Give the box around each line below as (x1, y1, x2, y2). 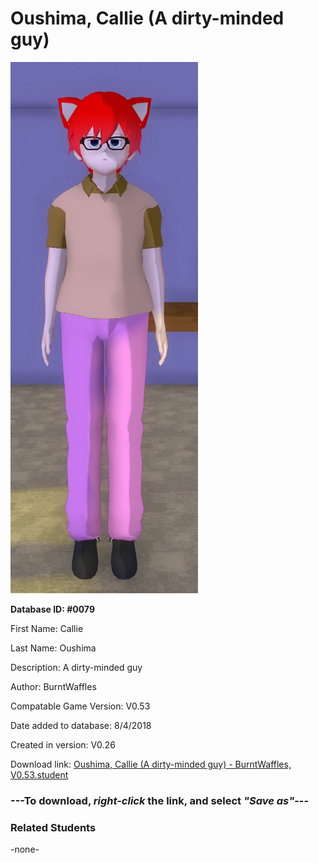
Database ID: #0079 (10, 603, 95, 615)
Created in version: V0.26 (10, 738, 116, 751)
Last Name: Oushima (10, 642, 97, 654)
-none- (10, 843, 40, 856)
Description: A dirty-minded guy (10, 661, 143, 673)
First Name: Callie (10, 622, 84, 634)
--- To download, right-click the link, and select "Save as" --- (10, 793, 310, 807)
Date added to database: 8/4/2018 (10, 719, 152, 731)
